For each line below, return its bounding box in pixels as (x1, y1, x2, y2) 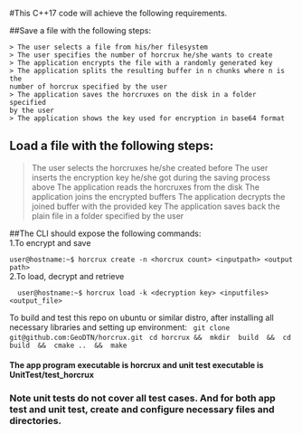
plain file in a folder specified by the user (31, 210, 184, 221)
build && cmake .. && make (9, 341, 127, 350)
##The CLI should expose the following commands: (9, 228, 202, 239)
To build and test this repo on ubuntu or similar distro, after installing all (9, 312, 274, 323)
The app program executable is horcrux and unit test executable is (9, 360, 264, 371)
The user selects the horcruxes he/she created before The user (31, 162, 269, 173)
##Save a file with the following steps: (9, 25, 152, 35)
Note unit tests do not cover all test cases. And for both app (9, 392, 276, 405)
